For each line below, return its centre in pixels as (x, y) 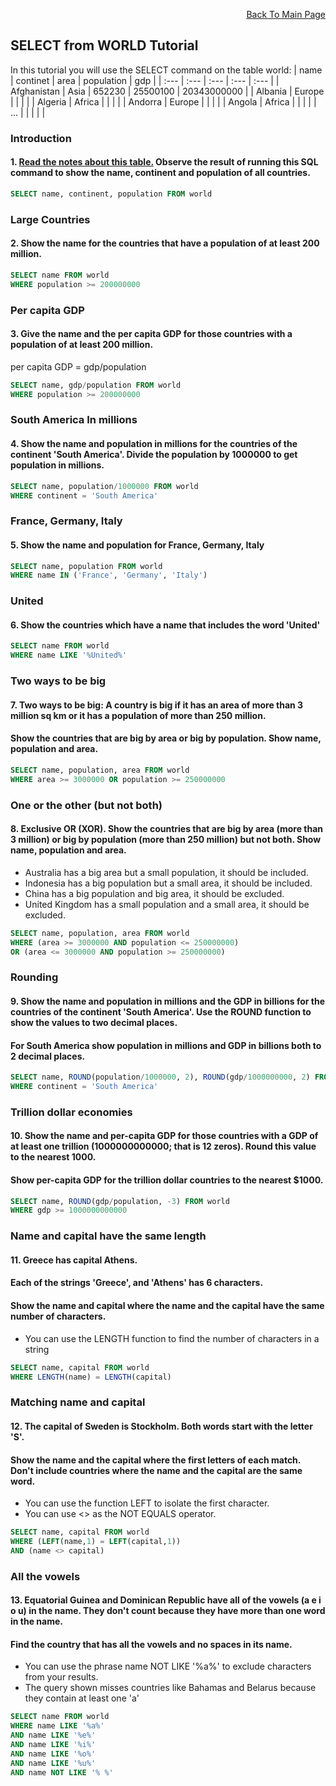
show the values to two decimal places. (94, 1022)
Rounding (34, 977)
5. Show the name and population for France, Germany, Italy (137, 545)
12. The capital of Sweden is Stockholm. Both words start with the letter (161, 1426)
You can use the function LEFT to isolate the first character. (147, 1503)
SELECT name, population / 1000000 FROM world (104, 486)
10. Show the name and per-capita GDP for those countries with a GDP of (164, 1136)
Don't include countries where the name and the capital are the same (156, 1470)
